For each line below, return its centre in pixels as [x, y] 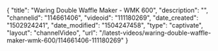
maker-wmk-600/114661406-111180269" [65, 40]
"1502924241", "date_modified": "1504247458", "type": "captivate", [105, 25]
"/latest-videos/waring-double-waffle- [155, 33]
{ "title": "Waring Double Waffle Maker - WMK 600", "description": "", [107, 10]
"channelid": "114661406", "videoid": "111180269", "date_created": [103, 18]
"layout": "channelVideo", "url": [52, 33]
